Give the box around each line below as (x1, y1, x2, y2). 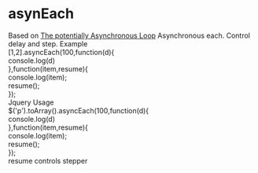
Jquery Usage (8, 98, 54, 107)
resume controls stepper (8, 156, 88, 165)
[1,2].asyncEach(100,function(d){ (8, 47, 115, 57)
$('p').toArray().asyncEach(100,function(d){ (8, 105, 149, 115)
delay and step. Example (8, 39, 88, 48)
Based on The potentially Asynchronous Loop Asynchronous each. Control (8, 31, 250, 40)
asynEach (8, 5, 75, 23)
